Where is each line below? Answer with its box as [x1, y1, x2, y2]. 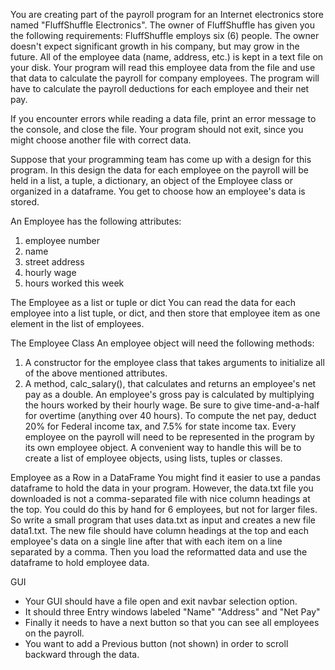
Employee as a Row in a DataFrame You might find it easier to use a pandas [10, 472, 321, 483]
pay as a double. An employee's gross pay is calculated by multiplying [24, 389, 315, 400]
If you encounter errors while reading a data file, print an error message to [10, 113, 317, 124]
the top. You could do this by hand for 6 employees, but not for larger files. [10, 504, 318, 515]
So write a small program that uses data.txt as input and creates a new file [10, 514, 316, 526]
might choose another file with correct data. [10, 134, 192, 146]
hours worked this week [24, 277, 125, 289]
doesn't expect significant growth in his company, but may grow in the [10, 40, 300, 52]
